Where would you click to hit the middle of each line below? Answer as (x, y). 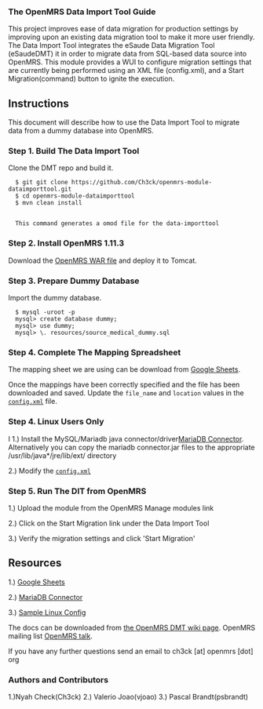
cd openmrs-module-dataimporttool (79, 196)
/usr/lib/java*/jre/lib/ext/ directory (62, 455)
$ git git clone (42, 183)
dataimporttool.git (40, 189)
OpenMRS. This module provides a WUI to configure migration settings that (130, 62)
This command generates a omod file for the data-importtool (117, 224)
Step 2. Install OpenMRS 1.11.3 (66, 243)
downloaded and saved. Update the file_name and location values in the (126, 393)
